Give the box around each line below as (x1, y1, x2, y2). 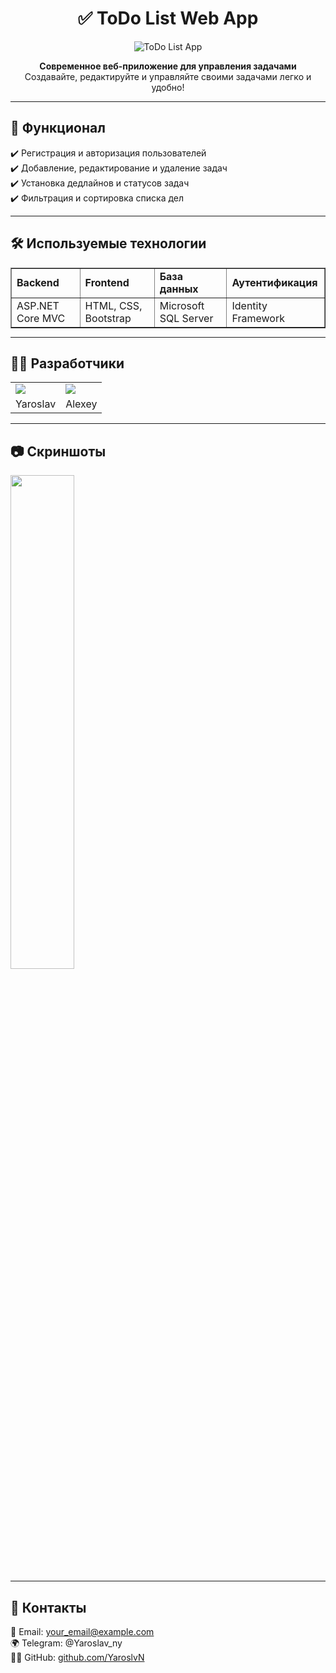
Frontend (84, 275, 130, 289)
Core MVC (16, 311, 66, 325)
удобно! (151, 81, 185, 93)
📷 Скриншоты (10, 443, 107, 460)
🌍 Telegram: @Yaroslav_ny (10, 1637, 123, 1649)
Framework (231, 311, 285, 325)
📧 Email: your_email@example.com (10, 1626, 155, 1637)
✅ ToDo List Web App (77, 7, 259, 30)
